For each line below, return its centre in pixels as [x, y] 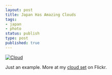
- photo [13, 29]
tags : [11, 19]
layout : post [19, 10]
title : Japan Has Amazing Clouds [41, 15]
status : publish [22, 33]
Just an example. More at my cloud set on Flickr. [56, 67]
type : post [17, 39]
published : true [22, 43]
